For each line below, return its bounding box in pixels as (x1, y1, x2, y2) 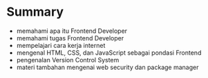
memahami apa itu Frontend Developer (16, 27, 128, 35)
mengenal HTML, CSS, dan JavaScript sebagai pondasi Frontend (16, 49, 202, 57)
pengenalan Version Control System (16, 55, 120, 64)
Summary (6, 4, 64, 20)
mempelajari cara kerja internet (16, 41, 106, 49)
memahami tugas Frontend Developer (16, 34, 124, 42)
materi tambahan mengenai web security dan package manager (16, 63, 199, 71)
